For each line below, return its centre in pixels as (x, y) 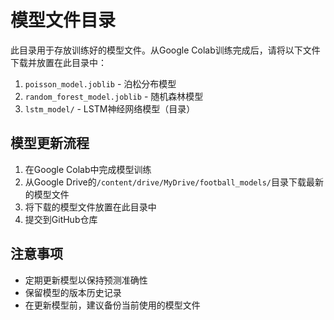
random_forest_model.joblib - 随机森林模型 (114, 96)
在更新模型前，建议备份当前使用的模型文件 (112, 305)
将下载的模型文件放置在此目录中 (90, 207)
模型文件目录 (63, 20)
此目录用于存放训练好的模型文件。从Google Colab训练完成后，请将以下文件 (165, 50)
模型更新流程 (50, 143)
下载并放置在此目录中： (58, 62)
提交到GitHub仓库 (61, 219)
